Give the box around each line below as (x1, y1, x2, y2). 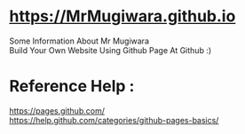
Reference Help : (9, 76, 135, 97)
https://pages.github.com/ (9, 105, 105, 116)
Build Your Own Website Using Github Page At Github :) (9, 44, 212, 55)
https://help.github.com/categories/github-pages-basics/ (9, 114, 219, 125)
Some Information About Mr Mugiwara (9, 35, 149, 46)
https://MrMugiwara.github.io (9, 6, 236, 27)
